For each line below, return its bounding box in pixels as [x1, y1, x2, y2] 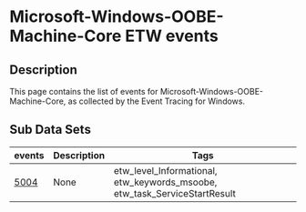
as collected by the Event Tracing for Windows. [67, 96, 246, 106]
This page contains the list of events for [9, 86, 158, 96]
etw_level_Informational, [113, 164, 218, 177]
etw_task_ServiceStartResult [113, 187, 237, 199]
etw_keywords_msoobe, [113, 176, 218, 188]
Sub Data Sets [9, 122, 91, 137]
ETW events [124, 25, 219, 46]
